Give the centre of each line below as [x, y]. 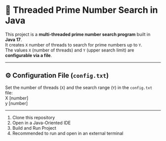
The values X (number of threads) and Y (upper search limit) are [70, 50]
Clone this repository [34, 117]
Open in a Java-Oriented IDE [41, 123]
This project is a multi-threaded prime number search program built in [78, 34]
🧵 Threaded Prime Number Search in [82, 10]
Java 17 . [14, 40]
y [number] [17, 103]
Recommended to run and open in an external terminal [68, 133]
